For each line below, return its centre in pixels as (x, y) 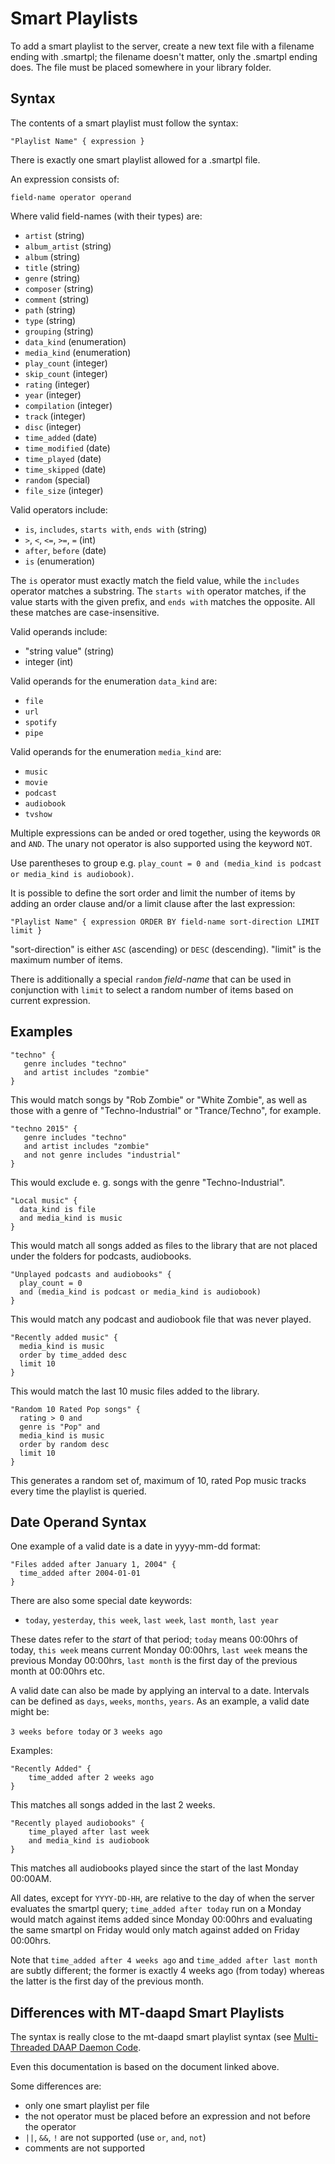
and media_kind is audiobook (89, 1841)
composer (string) (59, 288)
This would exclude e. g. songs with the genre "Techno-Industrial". (148, 1182)
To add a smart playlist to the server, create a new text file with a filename (162, 46)
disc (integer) (53, 426)
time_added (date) (61, 437)
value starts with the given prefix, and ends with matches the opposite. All (163, 601)
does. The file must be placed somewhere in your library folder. (141, 67)
